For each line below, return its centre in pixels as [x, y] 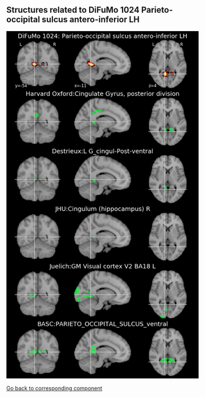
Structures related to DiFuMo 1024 [73, 10]
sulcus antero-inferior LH [91, 20]
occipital [23, 20]
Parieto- [157, 10]
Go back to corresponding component [54, 388]
